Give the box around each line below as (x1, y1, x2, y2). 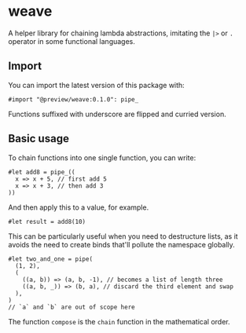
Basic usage (8, 132, 69, 145)
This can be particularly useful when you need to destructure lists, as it (8, 231, 238, 241)
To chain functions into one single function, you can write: (8, 152, 196, 163)
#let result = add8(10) (8, 218, 86, 225)
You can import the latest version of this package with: (8, 80, 185, 90)
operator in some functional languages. (8, 36, 136, 46)
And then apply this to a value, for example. (8, 203, 149, 212)
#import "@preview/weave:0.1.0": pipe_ (8, 95, 139, 104)
